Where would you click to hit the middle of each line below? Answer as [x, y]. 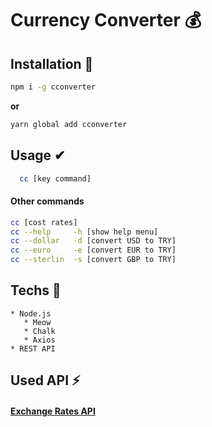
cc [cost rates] [44, 222]
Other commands [47, 201]
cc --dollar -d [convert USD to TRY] [93, 241]
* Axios [39, 340]
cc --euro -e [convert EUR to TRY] [93, 250]
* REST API [33, 348]
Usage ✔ [38, 155]
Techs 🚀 [36, 290]
